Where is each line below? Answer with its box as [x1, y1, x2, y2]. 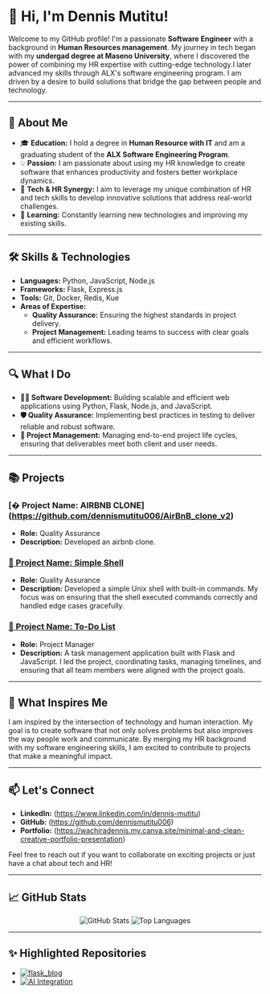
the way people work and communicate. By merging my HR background [8, 734, 247, 744]
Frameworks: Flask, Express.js [19, 284, 123, 294]
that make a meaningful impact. [8, 752, 113, 761]
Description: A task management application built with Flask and [19, 648, 235, 658]
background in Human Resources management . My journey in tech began [8, 42, 256, 52]
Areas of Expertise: [19, 301, 87, 311]
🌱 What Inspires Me [8, 696, 108, 710]
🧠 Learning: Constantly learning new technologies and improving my [19, 209, 248, 220]
